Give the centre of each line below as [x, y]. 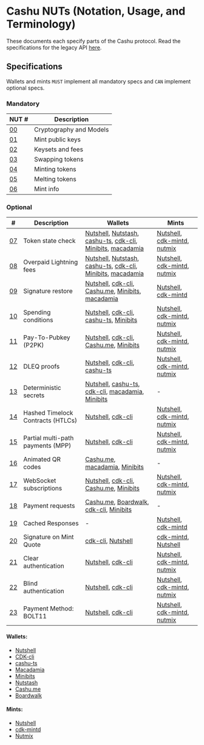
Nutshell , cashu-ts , [112, 384]
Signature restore [48, 291]
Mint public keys [57, 139]
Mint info [47, 189]
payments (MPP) [47, 446]
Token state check [49, 241]
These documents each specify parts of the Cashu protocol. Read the [93, 41]
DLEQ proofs [42, 367]
